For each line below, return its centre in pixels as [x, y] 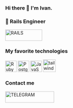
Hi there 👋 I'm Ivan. [29, 8]
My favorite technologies [36, 51]
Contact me [20, 83]
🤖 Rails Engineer [25, 21]
